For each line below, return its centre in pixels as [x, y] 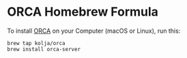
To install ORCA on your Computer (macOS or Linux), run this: [94, 31]
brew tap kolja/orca [37, 43]
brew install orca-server [44, 49]
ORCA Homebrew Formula [83, 12]
